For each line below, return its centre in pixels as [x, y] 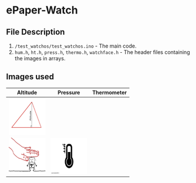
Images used [30, 77]
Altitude [27, 93]
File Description [36, 32]
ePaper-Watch [42, 10]
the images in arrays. [40, 58]
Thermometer [110, 93]
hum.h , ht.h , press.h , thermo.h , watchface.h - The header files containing [102, 52]
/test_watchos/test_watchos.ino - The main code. [75, 46]
